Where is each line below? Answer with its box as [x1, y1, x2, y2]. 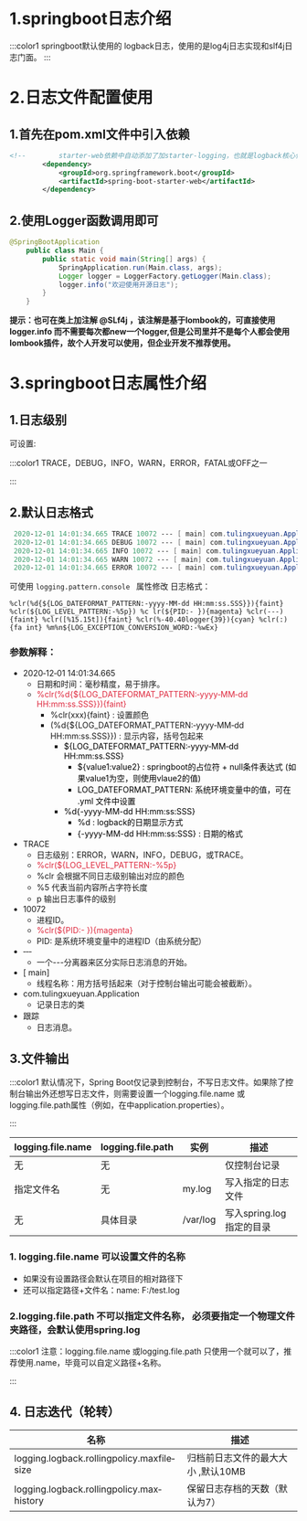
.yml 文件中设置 [77, 795, 136, 806]
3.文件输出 [9, 1051, 70, 1066]
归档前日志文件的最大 [186, 1451, 279, 1463]
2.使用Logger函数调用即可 [9, 212, 159, 229]
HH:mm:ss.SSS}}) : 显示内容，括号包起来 [49, 730, 204, 741]
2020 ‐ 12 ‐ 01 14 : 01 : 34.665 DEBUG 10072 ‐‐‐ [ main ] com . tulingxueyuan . [13, 537, 284, 547]
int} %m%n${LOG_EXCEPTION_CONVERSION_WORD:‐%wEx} [26, 623, 219, 633]
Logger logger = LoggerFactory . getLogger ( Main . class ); [58, 271, 272, 281]
